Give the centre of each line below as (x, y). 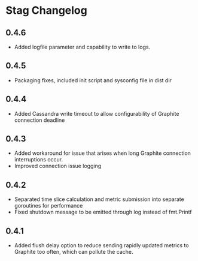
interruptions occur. (39, 160)
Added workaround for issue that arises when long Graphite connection (102, 153)
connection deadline (39, 120)
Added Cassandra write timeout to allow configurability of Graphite (97, 113)
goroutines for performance (48, 206)
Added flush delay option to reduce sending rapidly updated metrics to (101, 245)
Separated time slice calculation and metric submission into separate (99, 199)
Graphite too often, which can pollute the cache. (74, 252)
